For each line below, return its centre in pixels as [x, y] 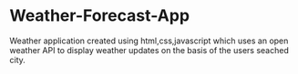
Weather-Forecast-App [99, 16]
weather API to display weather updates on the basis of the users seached [149, 50]
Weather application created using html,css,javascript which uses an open [149, 41]
